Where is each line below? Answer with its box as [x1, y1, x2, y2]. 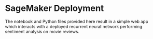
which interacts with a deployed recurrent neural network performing [5, 23, 142, 29]
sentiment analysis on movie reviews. [5, 29, 80, 34]
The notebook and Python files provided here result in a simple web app [5, 19, 149, 24]
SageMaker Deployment [5, 3, 104, 14]
